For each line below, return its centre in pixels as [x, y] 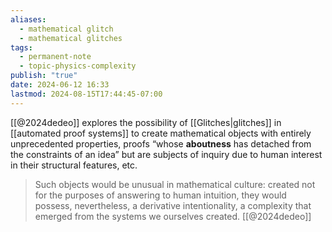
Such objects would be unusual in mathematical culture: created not [175, 184]
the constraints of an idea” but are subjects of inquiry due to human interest [166, 154]
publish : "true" [44, 76]
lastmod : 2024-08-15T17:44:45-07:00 [86, 94]
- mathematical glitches [71, 38]
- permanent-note [55, 57]
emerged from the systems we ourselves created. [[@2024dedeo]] [173, 216]
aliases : [28, 19]
